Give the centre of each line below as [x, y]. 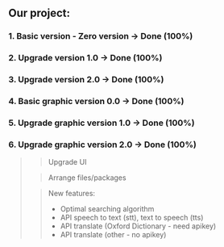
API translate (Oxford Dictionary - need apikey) [138, 226]
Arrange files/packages [87, 178]
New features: [71, 194]
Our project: [39, 13]
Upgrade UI [67, 162]
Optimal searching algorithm [107, 209]
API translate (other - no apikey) [113, 235]
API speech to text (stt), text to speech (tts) [132, 218]
